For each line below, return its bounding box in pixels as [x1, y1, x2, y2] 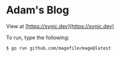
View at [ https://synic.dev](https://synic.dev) [6, 23, 114, 30]
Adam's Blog [6, 3, 69, 17]
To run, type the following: [6, 34, 70, 41]
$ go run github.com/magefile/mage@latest [6, 45, 111, 51]
